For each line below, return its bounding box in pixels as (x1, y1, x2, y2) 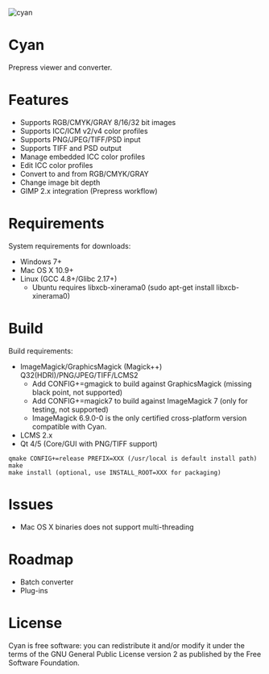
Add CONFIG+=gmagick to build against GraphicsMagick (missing (31, 379, 252, 388)
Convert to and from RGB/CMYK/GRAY (19, 169, 149, 178)
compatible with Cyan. (31, 421, 107, 431)
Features (8, 91, 69, 109)
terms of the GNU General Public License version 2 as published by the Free (8, 649, 262, 659)
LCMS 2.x (19, 430, 53, 440)
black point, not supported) (31, 387, 123, 397)
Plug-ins (19, 585, 48, 595)
